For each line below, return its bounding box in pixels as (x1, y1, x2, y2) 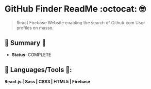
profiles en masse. (16, 25, 54, 30)
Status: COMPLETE (11, 52, 51, 58)
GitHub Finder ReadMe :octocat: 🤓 (4, 3, 146, 15)
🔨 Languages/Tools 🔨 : (4, 66, 72, 74)
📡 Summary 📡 (4, 39, 47, 47)
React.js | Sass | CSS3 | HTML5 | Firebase (4, 78, 90, 84)
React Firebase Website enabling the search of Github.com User (16, 19, 145, 25)
